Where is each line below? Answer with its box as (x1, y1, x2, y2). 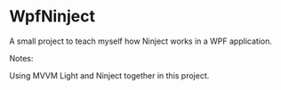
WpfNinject (9, 6, 96, 27)
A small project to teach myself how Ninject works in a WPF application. (9, 36, 273, 46)
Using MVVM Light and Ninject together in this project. (9, 70, 210, 81)
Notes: (9, 53, 34, 63)
